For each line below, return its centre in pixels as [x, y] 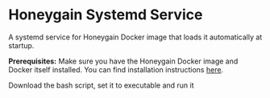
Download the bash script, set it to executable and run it [102, 85]
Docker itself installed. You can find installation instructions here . [116, 69]
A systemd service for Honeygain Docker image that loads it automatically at [135, 37]
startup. [21, 45]
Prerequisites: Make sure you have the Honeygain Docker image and [123, 61]
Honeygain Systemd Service [106, 15]
